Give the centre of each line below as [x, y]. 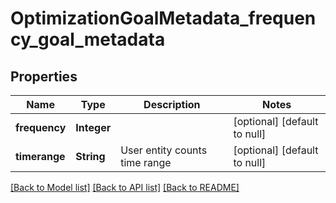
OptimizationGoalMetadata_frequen [163, 18]
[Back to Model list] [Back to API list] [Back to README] [125, 187]
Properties [44, 76]
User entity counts [164, 150]
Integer [93, 127]
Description [172, 104]
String [90, 156]
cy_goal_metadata [88, 39]
